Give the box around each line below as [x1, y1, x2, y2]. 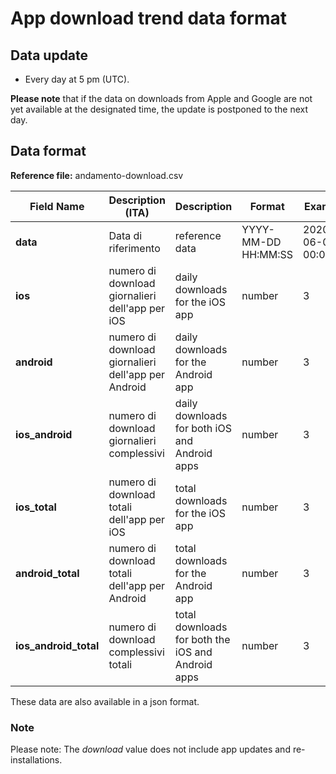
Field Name [29, 199, 85, 213]
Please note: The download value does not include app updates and [10, 743, 291, 756]
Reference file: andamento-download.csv [10, 169, 184, 181]
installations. [10, 754, 63, 766]
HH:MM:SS [241, 247, 294, 261]
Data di [108, 228, 143, 242]
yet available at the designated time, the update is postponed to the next [10, 103, 309, 115]
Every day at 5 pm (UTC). [24, 73, 130, 85]
